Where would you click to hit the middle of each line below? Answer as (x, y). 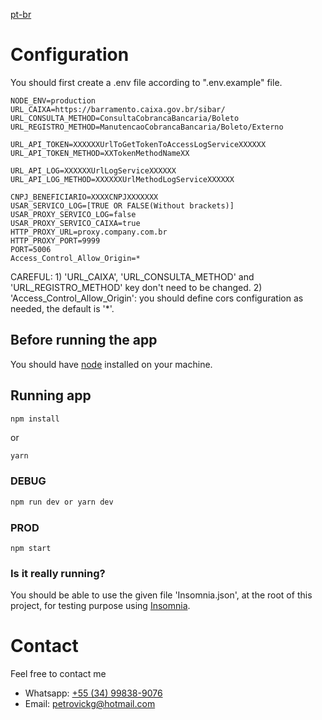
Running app (51, 395)
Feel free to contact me (58, 674)
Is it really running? (58, 573)
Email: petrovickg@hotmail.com (90, 704)
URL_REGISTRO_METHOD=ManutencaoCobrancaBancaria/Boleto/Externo (147, 127)
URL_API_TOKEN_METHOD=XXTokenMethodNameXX (100, 153)
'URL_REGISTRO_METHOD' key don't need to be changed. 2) (136, 287)
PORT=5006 (31, 249)
